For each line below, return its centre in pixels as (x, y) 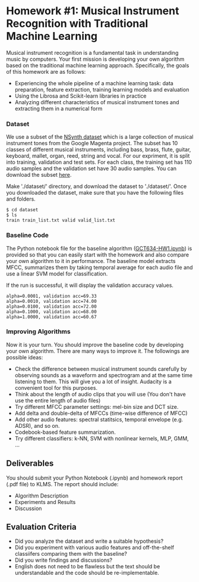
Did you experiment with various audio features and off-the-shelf (94, 547)
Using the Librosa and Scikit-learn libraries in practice (80, 96)
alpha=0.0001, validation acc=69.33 (51, 296)
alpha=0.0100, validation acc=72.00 (51, 306)
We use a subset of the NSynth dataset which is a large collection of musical (100, 137)
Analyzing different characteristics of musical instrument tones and (97, 102)
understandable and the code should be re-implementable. (87, 573)
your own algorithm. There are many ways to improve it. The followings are (98, 351)
